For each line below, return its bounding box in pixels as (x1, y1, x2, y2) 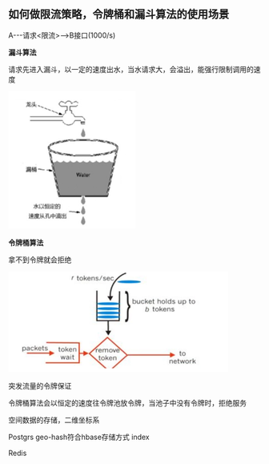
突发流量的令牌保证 (8, 381, 72, 390)
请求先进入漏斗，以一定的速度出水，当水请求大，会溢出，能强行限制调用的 (8, 64, 254, 74)
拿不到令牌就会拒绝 (8, 255, 72, 264)
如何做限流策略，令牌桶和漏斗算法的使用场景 (8, 7, 230, 22)
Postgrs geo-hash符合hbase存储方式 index (8, 432, 150, 442)
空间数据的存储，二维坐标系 (8, 415, 100, 425)
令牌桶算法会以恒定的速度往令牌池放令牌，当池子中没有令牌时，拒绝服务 (8, 397, 247, 407)
